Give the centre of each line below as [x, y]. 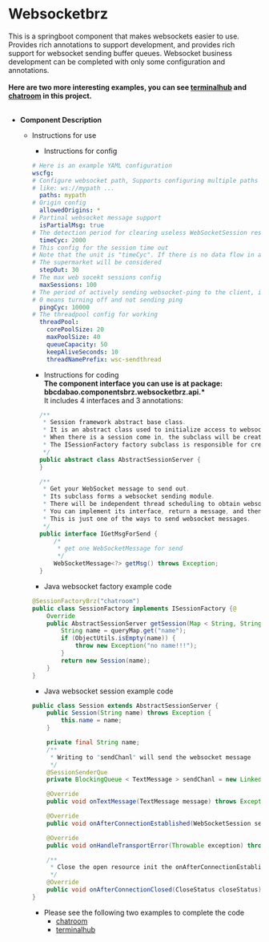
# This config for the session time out [100, 248]
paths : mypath [62, 196]
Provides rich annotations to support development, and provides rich [122, 44]
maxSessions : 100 [68, 285]
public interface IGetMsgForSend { [98, 534]
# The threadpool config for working [95, 315]
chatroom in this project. [50, 95]
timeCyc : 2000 [62, 240]
